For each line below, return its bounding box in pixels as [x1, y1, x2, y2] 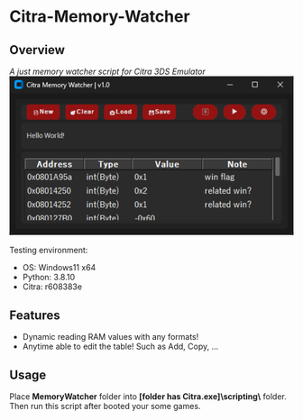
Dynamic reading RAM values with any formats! [22, 332, 199, 342]
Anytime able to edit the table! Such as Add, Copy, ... [22, 341, 219, 352]
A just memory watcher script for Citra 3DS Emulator [9, 66, 206, 77]
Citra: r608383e [22, 281, 83, 292]
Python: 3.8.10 [22, 272, 76, 283]
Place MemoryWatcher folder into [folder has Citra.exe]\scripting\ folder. [9, 391, 287, 402]
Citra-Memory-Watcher [9, 6, 191, 27]
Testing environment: [9, 245, 88, 256]
